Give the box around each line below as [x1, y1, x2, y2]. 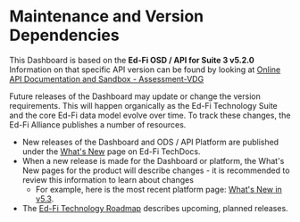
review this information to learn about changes [21, 174, 195, 185]
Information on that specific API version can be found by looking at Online [9, 64, 281, 75]
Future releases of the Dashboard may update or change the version [9, 91, 261, 102]
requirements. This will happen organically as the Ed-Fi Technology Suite [9, 100, 279, 111]
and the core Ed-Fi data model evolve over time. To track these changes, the [9, 110, 291, 120]
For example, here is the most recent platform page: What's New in [35, 184, 283, 194]
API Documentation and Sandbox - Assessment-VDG [9, 73, 204, 84]
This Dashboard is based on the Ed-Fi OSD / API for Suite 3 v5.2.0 [9, 54, 254, 65]
